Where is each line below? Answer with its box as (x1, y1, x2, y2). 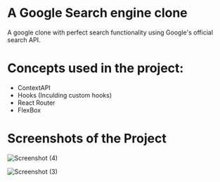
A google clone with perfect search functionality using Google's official (7, 28, 213, 37)
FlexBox (17, 105, 41, 114)
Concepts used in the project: (7, 60, 184, 77)
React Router (17, 98, 56, 107)
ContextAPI (17, 83, 51, 92)
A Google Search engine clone (7, 5, 188, 21)
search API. (7, 35, 41, 44)
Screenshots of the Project (7, 131, 167, 147)
